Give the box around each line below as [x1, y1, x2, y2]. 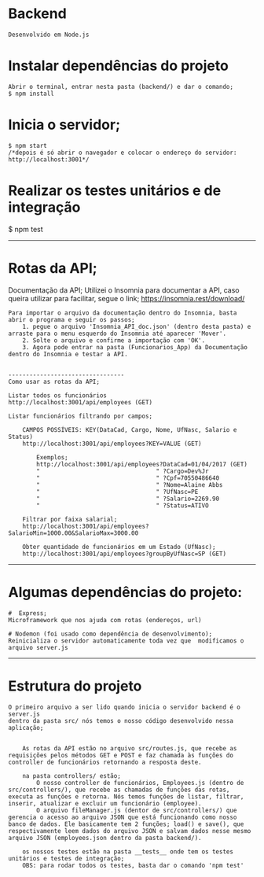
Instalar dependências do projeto [8, 57, 229, 75]
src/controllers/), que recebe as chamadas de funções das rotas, [8, 786, 230, 794]
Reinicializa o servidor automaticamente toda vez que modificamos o [8, 636, 244, 645]
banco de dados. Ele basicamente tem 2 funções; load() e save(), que [8, 820, 244, 828]
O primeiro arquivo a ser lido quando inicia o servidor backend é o [8, 703, 241, 711]
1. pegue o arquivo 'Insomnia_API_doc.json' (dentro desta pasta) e [22, 322, 251, 330]
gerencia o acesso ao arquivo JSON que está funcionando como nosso [8, 813, 237, 821]
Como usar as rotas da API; [8, 378, 101, 385]
